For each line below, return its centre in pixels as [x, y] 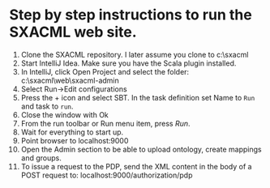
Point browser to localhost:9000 [75, 140]
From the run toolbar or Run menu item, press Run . [105, 123]
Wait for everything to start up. [72, 132]
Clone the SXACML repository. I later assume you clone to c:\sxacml [135, 54]
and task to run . [47, 106]
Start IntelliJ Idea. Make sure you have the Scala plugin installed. [129, 63]
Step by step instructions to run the [131, 15]
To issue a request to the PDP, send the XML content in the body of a [136, 166]
